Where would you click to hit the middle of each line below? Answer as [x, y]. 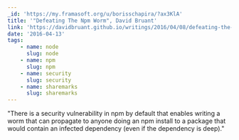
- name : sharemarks [49, 87]
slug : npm [41, 67]
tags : [15, 41]
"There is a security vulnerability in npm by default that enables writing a [114, 114]
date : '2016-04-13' [36, 34]
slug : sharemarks [52, 93]
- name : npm [38, 60]
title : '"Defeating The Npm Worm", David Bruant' [83, 21]
